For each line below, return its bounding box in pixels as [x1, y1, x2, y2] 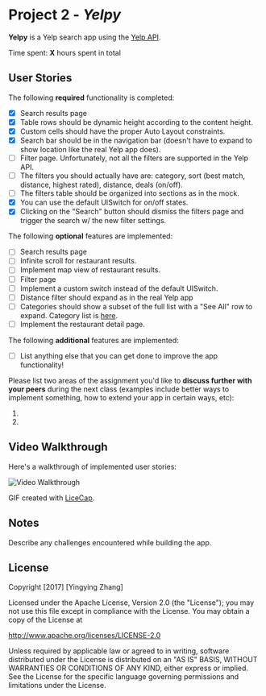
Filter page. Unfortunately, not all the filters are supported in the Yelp [19, 153, 248, 163]
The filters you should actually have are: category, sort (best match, [19, 171, 246, 180]
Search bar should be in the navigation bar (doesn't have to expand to [19, 135, 252, 145]
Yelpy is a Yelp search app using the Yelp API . [8, 32, 161, 42]
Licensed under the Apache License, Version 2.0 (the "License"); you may [8, 598, 255, 607]
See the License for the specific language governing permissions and [8, 672, 239, 681]
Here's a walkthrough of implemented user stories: [8, 462, 177, 471]
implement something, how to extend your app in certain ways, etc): [8, 392, 235, 402]
